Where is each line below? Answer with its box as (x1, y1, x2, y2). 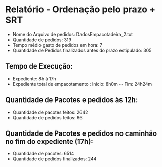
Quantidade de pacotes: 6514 (12, 151, 74, 157)
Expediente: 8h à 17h (12, 75, 57, 82)
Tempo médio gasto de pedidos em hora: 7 (12, 42, 103, 48)
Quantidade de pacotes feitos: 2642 (12, 109, 88, 115)
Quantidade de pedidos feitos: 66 (12, 114, 83, 120)
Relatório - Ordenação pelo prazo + (5, 4, 156, 15)
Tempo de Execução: (5, 62, 73, 71)
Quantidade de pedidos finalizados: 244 (12, 156, 97, 162)
